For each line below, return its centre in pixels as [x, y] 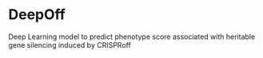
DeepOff [37, 15]
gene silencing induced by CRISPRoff [70, 44]
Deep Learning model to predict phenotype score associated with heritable [132, 37]
